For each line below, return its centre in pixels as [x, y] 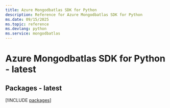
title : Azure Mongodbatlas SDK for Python [51, 10]
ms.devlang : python [26, 29]
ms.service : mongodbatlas [33, 33]
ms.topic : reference [27, 24]
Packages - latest [34, 88]
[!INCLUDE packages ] [28, 100]
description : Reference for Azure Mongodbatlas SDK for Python [74, 15]
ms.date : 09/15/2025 [27, 19]
